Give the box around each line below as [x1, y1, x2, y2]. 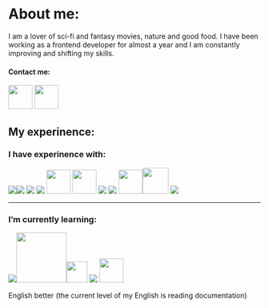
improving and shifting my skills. [8, 48, 114, 58]
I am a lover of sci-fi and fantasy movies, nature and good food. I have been [8, 31, 259, 41]
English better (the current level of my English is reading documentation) [8, 290, 247, 301]
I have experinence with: [8, 149, 106, 160]
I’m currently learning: [8, 213, 98, 225]
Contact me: [8, 67, 50, 76]
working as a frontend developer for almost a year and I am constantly [8, 39, 240, 49]
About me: [8, 5, 80, 23]
